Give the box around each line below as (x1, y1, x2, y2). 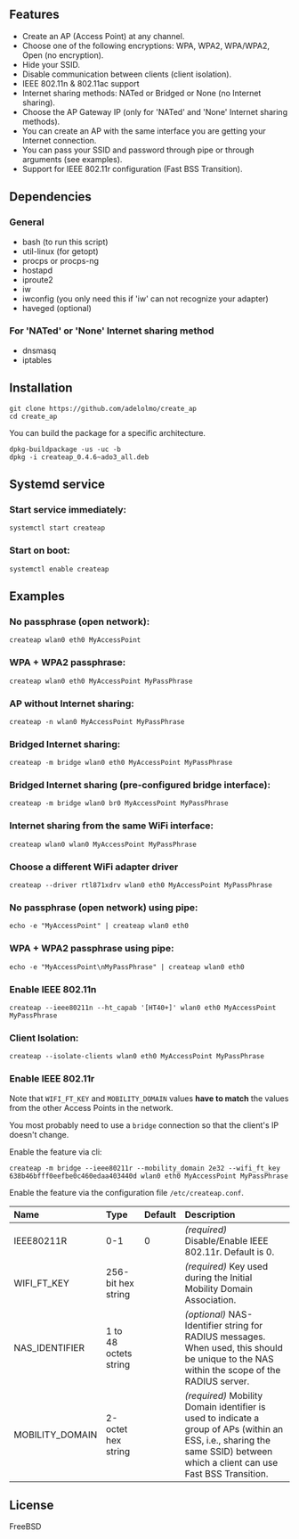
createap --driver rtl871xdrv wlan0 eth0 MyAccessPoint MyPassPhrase (9, 881, 273, 890)
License (9, 1497, 54, 1512)
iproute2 (21, 274, 53, 284)
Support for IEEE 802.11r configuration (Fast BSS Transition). (21, 163, 243, 174)
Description (184, 1208, 236, 1221)
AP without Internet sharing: (9, 697, 135, 710)
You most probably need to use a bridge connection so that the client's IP (9, 1119, 279, 1131)
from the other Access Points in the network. (9, 1102, 174, 1113)
